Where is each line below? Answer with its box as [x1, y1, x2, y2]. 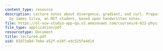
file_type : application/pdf [5, 25, 62, 30]
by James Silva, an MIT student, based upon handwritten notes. [9, 16, 142, 21]
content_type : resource [5, 7, 53, 12]
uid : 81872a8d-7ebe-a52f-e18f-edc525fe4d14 [5, 39, 95, 44]
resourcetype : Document [5, 30, 53, 34]
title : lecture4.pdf [5, 34, 47, 39]
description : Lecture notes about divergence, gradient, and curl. [5, 12, 145, 17]
